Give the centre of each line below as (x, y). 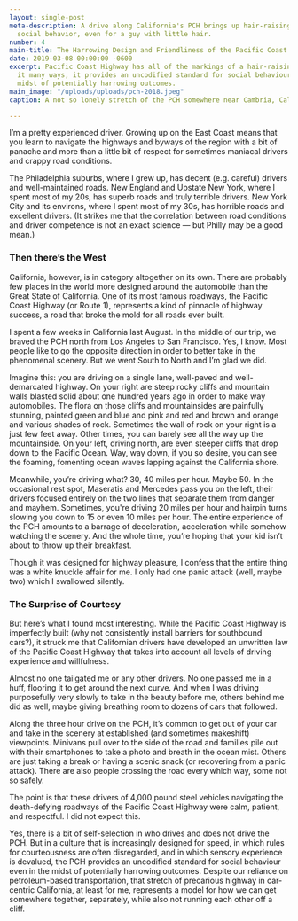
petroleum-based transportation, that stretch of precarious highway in (137, 880)
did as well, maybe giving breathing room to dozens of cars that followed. (143, 706)
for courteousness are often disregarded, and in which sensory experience (146, 852)
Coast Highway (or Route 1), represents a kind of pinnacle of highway (136, 305)
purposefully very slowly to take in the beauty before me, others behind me (147, 697)
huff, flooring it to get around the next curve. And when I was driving (134, 687)
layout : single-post (47, 17)
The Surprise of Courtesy (65, 604)
